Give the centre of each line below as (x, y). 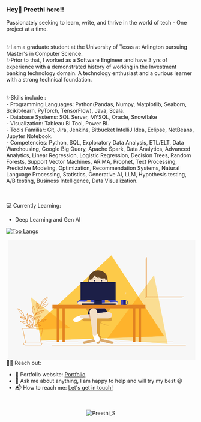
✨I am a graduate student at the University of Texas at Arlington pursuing (97, 47)
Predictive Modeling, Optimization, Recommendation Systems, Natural (93, 168)
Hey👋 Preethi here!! (35, 10)
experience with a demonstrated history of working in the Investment (91, 67)
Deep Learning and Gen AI (48, 220)
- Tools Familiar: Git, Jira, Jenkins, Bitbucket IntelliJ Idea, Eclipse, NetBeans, (100, 130)
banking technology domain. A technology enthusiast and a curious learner (99, 73)
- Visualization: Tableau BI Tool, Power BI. (58, 124)
